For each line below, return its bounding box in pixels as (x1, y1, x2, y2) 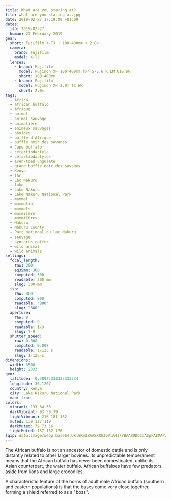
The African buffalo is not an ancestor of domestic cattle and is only (5, 447, 148, 453)
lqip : (5, 433, 17, 438)
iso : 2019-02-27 (10, 26, 44, 32)
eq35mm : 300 (14, 268, 40, 273)
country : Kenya (10, 386, 42, 391)
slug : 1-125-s (14, 352, 44, 358)
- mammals (10, 206, 31, 211)
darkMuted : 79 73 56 (10, 423, 53, 429)
